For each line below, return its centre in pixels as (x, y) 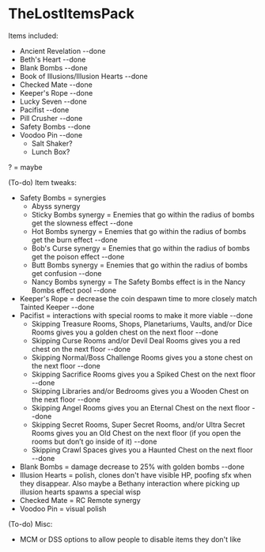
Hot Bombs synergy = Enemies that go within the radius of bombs (139, 231)
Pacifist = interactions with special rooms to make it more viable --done (136, 315)
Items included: (33, 36)
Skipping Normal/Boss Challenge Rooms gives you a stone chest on (142, 357)
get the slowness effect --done (82, 223)
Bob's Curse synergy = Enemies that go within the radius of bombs (141, 248)
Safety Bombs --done (55, 127)
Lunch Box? (51, 152)
